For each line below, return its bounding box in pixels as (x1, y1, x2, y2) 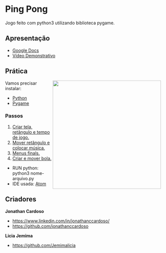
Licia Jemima (5, 233, 33, 239)
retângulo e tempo (12, 129, 50, 135)
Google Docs (12, 47, 39, 53)
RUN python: (12, 165, 39, 171)
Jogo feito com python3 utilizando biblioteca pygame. (5, 20, 115, 26)
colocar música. (12, 145, 45, 151)
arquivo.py (12, 175, 35, 181)
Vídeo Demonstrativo (12, 52, 56, 58)
